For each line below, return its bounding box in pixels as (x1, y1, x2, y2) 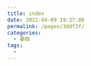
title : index (7, 10, 45, 17)
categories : (7, 29, 41, 36)
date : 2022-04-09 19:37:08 (7, 16, 85, 23)
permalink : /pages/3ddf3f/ (7, 23, 85, 30)
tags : (7, 42, 23, 49)
